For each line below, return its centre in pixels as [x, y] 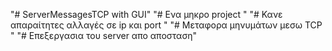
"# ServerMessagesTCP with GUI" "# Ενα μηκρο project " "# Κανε [146, 14]
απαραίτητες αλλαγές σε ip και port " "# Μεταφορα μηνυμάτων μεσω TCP [166, 25]
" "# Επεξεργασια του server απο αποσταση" [104, 35]
